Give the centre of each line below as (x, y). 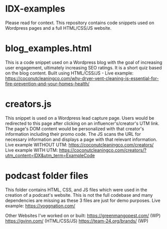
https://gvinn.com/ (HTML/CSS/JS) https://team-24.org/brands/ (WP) (77, 221)
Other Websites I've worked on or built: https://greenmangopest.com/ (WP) (83, 215)
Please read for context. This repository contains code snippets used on (80, 23)
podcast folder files (47, 176)
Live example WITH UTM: (32, 150)
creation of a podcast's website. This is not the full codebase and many (79, 195)
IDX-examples (35, 9)
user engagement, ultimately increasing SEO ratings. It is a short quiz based (83, 67)
